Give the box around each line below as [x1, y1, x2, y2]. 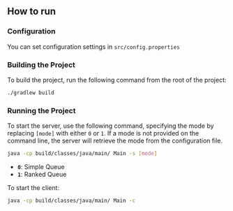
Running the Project [7, 105, 76, 115]
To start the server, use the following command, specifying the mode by [7, 122, 214, 130]
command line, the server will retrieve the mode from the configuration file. [7, 136, 223, 145]
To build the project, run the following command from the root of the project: [7, 75, 227, 84]
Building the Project [7, 59, 75, 69]
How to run [7, 6, 57, 17]
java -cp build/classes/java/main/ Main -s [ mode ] [7, 150, 158, 157]
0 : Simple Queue [17, 163, 65, 171]
